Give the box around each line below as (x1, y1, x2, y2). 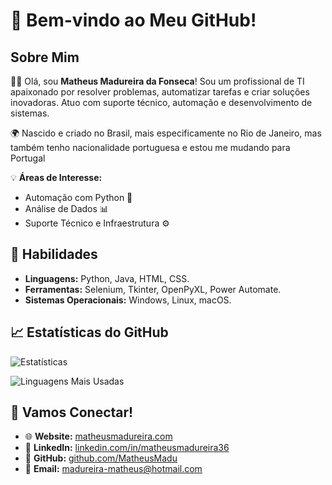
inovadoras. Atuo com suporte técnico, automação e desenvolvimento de (10, 97, 313, 108)
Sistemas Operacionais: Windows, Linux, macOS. (24, 294, 232, 306)
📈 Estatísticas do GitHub (10, 324, 169, 341)
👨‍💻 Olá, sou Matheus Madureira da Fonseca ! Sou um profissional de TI (10, 75, 305, 87)
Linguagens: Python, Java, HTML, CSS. (24, 272, 190, 284)
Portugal (10, 152, 46, 164)
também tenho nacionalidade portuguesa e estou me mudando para (10, 142, 291, 153)
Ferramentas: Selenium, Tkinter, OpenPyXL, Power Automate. (24, 283, 282, 295)
